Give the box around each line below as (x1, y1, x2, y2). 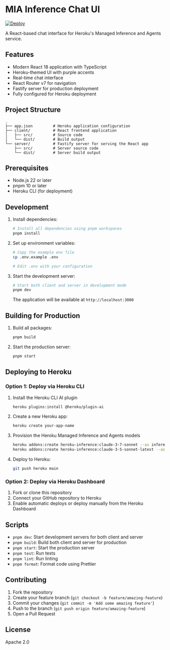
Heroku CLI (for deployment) (12, 188, 73, 194)
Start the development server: (12, 273, 76, 279)
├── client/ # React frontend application (5, 128, 117, 133)
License (5, 626, 31, 634)
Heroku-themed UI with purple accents (12, 69, 94, 75)
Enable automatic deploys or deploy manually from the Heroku (12, 500, 144, 506)
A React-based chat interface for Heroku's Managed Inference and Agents (5, 30, 161, 36)
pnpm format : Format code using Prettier (12, 561, 96, 567)
